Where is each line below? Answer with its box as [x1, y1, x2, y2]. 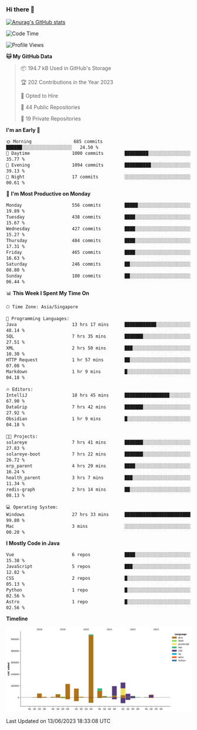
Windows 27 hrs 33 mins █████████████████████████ [6, 512, 191, 518]
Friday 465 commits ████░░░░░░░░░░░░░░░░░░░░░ [6, 250, 191, 256]
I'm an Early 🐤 [6, 127, 41, 134]
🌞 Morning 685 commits [6, 138, 103, 145]
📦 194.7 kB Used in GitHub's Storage [20, 65, 112, 72]
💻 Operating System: [6, 504, 59, 510]
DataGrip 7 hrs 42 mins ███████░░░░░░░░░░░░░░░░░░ [6, 404, 191, 410]
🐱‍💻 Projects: [6, 434, 38, 440]
